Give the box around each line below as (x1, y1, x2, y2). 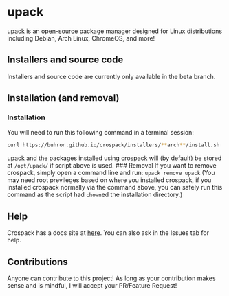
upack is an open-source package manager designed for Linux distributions (7, 27, 222, 35)
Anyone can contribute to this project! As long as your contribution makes (7, 274, 216, 282)
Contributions (7, 255, 68, 268)
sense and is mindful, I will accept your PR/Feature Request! (7, 281, 177, 289)
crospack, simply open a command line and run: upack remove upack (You (7, 169, 215, 177)
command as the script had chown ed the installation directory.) (7, 190, 183, 199)
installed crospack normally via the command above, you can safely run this (7, 183, 223, 192)
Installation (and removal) (7, 92, 120, 104)
